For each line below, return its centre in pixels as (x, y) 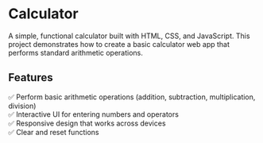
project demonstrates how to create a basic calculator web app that (119, 44)
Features (31, 77)
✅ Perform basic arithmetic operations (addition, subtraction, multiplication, (132, 97)
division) (22, 106)
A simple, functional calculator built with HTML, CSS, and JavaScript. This (129, 36)
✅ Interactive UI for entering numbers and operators (93, 114)
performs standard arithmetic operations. (75, 52)
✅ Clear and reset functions (54, 132)
